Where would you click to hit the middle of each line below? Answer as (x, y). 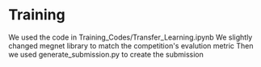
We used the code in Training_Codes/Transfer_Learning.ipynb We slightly (130, 37)
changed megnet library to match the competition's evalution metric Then (131, 45)
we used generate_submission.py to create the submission (106, 54)
